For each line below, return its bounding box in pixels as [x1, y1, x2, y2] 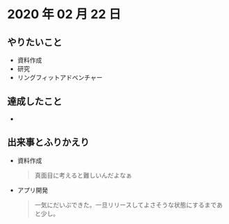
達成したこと [7, 95, 62, 108]
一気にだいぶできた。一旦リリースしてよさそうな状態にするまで [34, 200, 217, 209]
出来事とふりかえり [7, 136, 90, 148]
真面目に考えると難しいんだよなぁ [34, 171, 133, 179]
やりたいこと [7, 36, 62, 48]
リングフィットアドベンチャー [17, 74, 103, 81]
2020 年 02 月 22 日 [7, 6, 121, 22]
